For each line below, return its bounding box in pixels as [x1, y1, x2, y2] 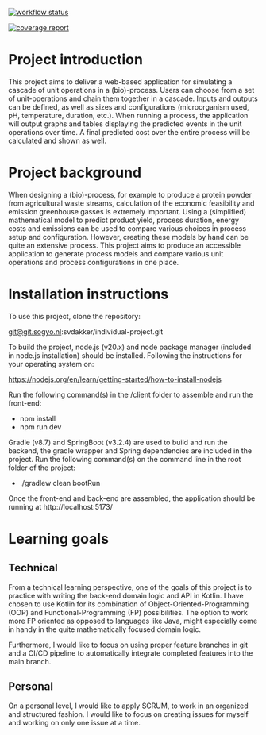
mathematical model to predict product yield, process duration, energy [8, 215, 240, 225]
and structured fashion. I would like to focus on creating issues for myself [8, 709, 249, 718]
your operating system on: [8, 359, 94, 368]
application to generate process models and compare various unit [8, 248, 224, 258]
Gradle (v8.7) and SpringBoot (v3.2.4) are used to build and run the [8, 437, 228, 447]
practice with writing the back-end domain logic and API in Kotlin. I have [8, 591, 244, 600]
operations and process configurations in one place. [8, 257, 179, 267]
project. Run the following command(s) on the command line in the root [8, 454, 241, 464]
